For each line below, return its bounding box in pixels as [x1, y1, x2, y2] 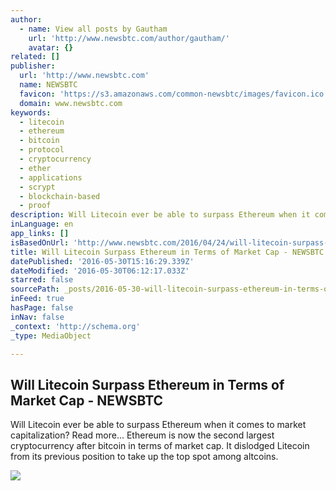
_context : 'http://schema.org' [10, 321, 141, 331]
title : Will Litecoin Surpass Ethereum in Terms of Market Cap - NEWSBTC [10, 247, 325, 257]
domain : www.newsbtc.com [19, 98, 123, 108]
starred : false [10, 275, 74, 285]
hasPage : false [10, 303, 74, 313]
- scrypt [19, 182, 56, 192]
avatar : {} [28, 42, 74, 53]
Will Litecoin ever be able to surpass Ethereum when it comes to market [10, 419, 307, 431]
